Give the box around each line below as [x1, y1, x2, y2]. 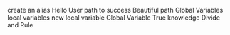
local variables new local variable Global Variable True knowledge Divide [7, 13, 221, 22]
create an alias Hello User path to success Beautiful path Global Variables [7, 6, 224, 14]
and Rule [7, 21, 33, 29]
